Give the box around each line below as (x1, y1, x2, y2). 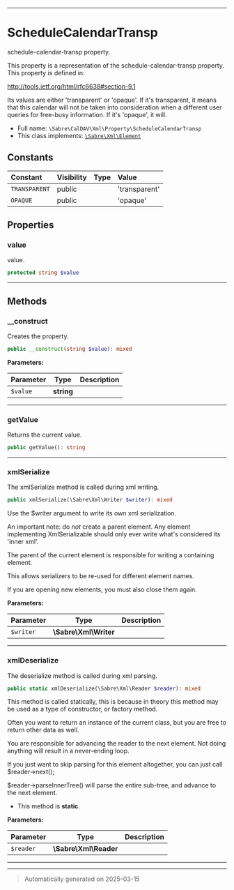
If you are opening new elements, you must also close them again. (7, 585, 197, 594)
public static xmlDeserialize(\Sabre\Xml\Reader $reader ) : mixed (7, 685, 201, 692)
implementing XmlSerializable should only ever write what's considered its (7, 530, 221, 538)
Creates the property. (7, 332, 69, 340)
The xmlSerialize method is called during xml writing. (7, 483, 159, 492)
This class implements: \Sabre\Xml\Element (17, 131, 141, 139)
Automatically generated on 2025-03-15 (24, 875, 140, 883)
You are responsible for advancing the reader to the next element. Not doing (7, 739, 226, 748)
